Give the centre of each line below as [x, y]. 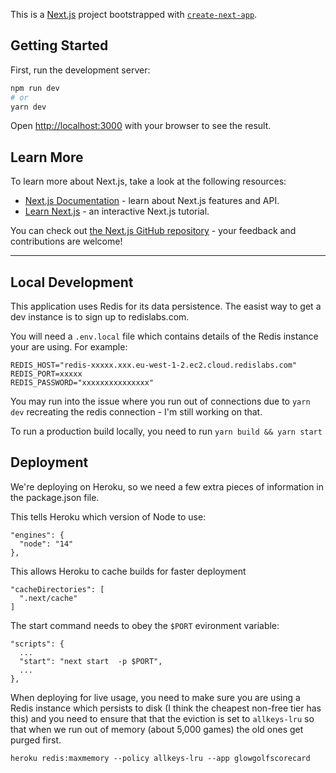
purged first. [36, 740]
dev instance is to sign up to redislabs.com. [100, 317]
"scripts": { [37, 644]
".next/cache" [48, 598]
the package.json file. [55, 497]
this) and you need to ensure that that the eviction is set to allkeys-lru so [162, 718]
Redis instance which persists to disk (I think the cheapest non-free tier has [166, 708]
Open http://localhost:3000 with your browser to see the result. [141, 126]
